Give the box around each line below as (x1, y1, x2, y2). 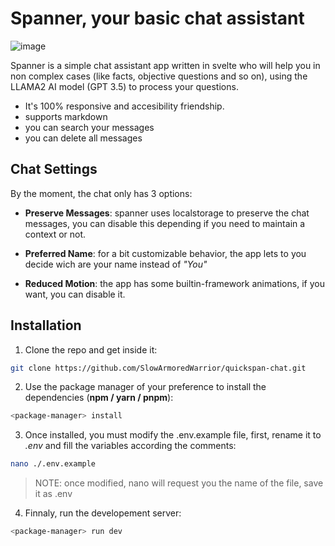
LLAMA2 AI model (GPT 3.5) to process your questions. (10, 80, 239, 92)
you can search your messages (24, 121, 155, 133)
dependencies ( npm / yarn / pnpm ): (24, 392, 174, 404)
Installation (10, 317, 82, 334)
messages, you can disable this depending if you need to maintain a (24, 217, 306, 229)
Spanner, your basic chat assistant (10, 7, 305, 30)
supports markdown (24, 110, 108, 122)
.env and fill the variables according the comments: (24, 440, 237, 452)
